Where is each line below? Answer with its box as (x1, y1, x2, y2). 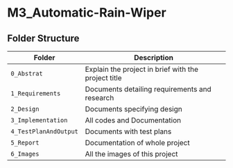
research (85, 93, 114, 102)
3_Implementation (10, 116, 68, 124)
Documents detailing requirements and (85, 84, 212, 94)
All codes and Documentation (85, 115, 182, 125)
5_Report (10, 139, 40, 147)
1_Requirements (10, 90, 61, 97)
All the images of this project (85, 149, 178, 158)
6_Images (10, 150, 40, 158)
